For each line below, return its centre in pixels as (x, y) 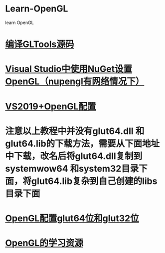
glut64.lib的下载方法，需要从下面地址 (82, 143)
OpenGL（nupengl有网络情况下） (75, 82)
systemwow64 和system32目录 (72, 168)
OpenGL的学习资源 (44, 243)
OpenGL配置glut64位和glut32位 (72, 218)
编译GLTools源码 (40, 44)
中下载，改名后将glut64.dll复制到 (74, 156)
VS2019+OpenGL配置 (51, 106)
